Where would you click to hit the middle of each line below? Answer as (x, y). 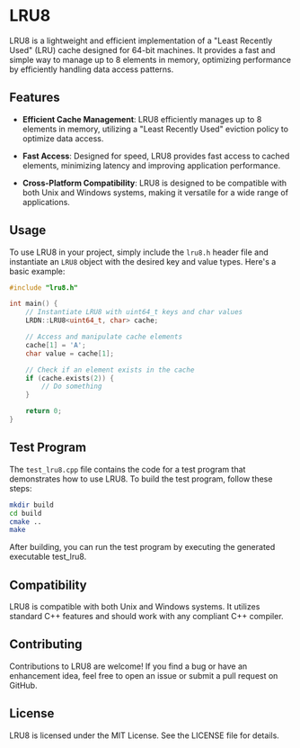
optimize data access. (63, 138)
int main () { (34, 304)
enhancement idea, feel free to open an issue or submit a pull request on (144, 675)
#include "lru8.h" (44, 288)
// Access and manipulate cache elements (104, 337)
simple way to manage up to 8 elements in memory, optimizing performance (150, 59)
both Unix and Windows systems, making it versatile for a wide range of (155, 192)
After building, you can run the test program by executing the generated (142, 547)
